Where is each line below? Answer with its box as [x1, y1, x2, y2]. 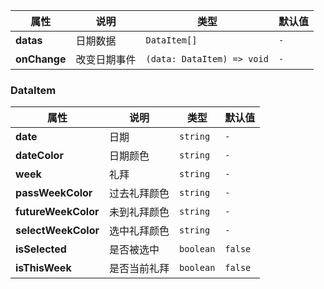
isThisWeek [15, 261, 72, 275]
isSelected [15, 242, 67, 256]
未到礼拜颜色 [109, 205, 170, 219]
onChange [15, 52, 67, 66]
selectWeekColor [15, 224, 100, 238]
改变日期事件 [75, 53, 137, 66]
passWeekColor [15, 186, 93, 200]
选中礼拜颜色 [109, 224, 170, 238]
